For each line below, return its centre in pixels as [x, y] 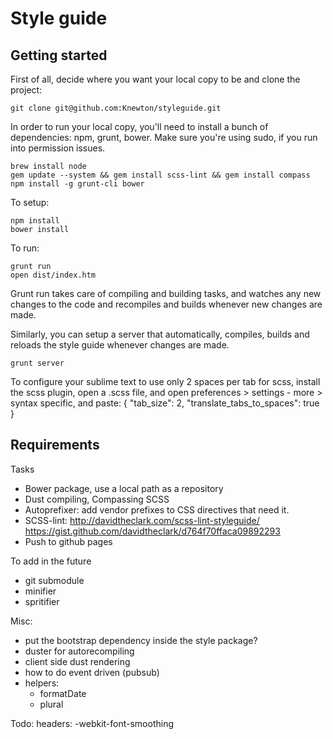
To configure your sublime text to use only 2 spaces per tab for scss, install [165, 381]
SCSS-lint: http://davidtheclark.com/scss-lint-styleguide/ [142, 520]
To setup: [30, 202]
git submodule [54, 580]
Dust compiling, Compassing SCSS [97, 499]
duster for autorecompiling [79, 651]
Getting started [59, 55]
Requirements [55, 445]
